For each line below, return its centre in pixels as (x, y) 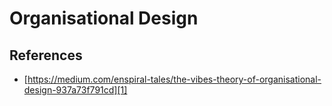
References (46, 55)
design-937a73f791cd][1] (75, 90)
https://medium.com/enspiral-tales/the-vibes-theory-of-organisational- (174, 79)
